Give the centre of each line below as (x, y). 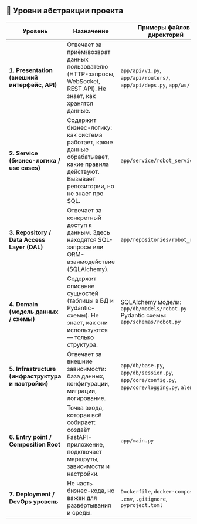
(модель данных (34, 312)
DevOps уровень (34, 501)
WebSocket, (84, 81)
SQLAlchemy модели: (151, 302)
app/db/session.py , (147, 372)
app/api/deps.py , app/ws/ (155, 84)
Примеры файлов (164, 27)
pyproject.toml (142, 505)
